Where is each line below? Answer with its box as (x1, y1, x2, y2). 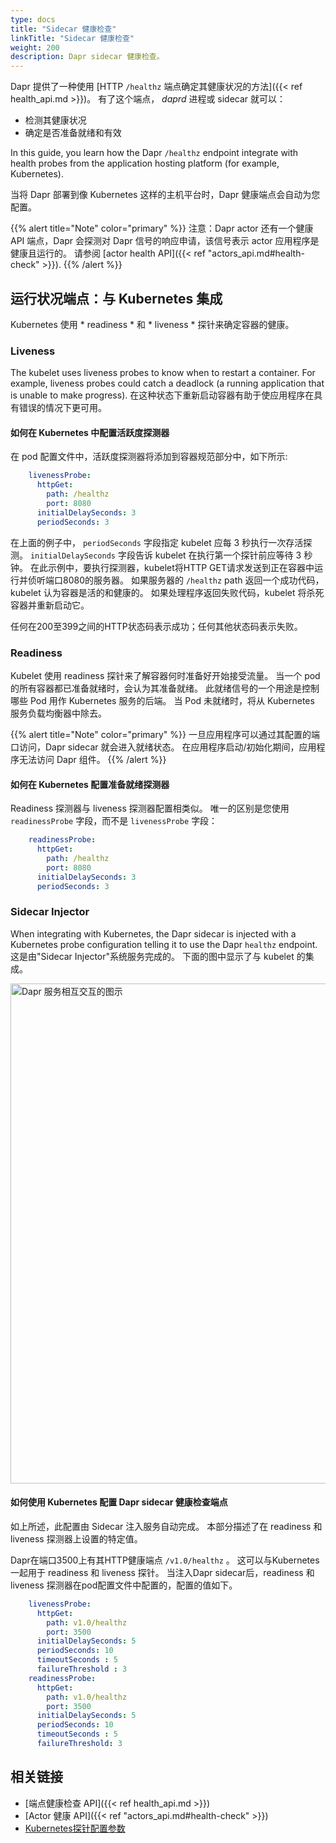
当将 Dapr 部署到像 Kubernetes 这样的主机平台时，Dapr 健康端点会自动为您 (10, 189, 321, 201)
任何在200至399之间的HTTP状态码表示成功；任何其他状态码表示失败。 (10, 620, 303, 632)
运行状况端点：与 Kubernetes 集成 (10, 290, 223, 307)
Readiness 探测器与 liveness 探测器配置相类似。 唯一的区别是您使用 (10, 802, 290, 815)
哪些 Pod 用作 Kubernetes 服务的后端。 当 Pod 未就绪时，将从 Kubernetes (10, 694, 315, 706)
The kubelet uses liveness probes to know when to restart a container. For (10, 367, 316, 379)
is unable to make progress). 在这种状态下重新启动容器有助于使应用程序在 (10, 389, 315, 401)
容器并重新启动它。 (10, 599, 90, 611)
